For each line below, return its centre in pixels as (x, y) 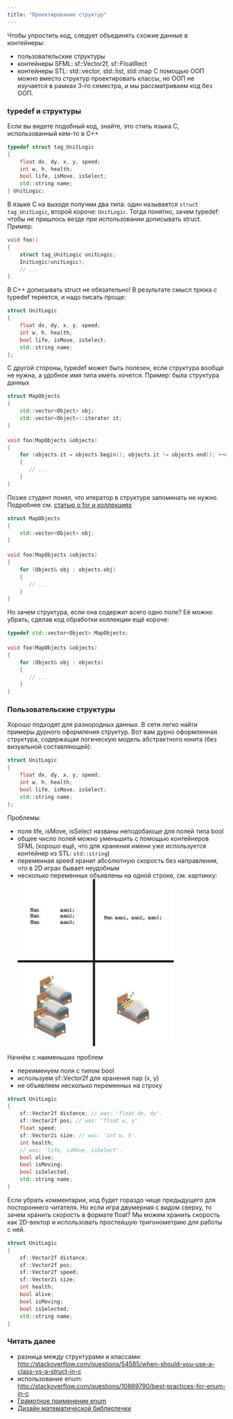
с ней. (16, 1229)
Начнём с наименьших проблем (55, 1057)
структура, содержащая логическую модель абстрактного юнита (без (112, 739)
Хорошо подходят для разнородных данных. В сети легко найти (102, 725)
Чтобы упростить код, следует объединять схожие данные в (98, 35)
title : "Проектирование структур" (57, 15)
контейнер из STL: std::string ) (63, 853)
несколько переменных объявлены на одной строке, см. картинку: (117, 875)
